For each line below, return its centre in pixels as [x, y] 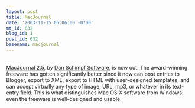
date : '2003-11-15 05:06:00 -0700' [50, 22]
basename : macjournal [33, 45]
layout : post [22, 12]
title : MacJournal [29, 17]
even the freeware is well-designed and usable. [64, 99]
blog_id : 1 [19, 34]
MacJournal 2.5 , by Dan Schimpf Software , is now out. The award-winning [97, 67]
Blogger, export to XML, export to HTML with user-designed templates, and [98, 80]
